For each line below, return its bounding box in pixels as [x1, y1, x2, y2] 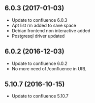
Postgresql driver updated [11, 33, 65, 39]
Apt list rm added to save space [11, 22, 77, 28]
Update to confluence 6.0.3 [11, 17, 67, 23]
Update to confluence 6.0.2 [11, 60, 67, 66]
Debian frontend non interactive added [11, 27, 91, 34]
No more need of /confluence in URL [11, 65, 87, 71]
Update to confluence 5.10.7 [11, 93, 69, 99]
